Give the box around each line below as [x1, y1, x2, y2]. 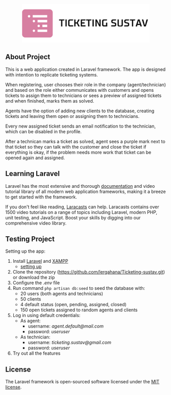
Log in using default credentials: [12, 312, 81, 318]
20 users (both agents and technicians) [20, 290, 104, 297]
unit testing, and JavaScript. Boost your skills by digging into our [5, 214, 141, 220]
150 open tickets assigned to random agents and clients [20, 307, 138, 313]
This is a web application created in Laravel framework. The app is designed [5, 66, 166, 72]
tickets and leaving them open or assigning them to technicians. [5, 113, 140, 119]
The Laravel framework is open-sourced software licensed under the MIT [5, 379, 160, 385]
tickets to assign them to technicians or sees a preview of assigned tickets [5, 92, 162, 98]
